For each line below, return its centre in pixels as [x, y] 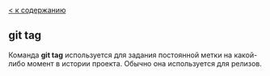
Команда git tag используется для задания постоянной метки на [120, 55]
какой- [246, 55]
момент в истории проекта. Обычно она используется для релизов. [145, 63]
